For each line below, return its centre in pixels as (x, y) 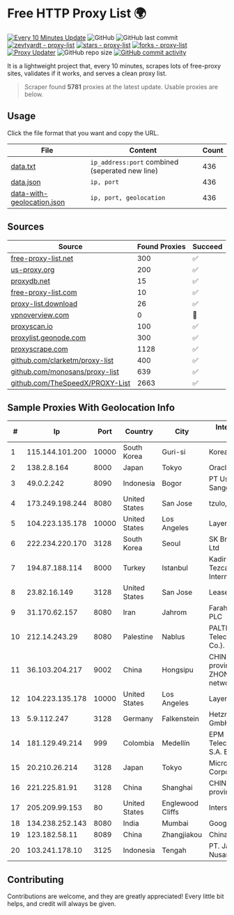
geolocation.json (38, 202)
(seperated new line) (124, 170)
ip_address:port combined (134, 162)
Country (139, 432)
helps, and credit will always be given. (62, 904)
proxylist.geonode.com (48, 338)
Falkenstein (181, 719)
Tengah (174, 850)
